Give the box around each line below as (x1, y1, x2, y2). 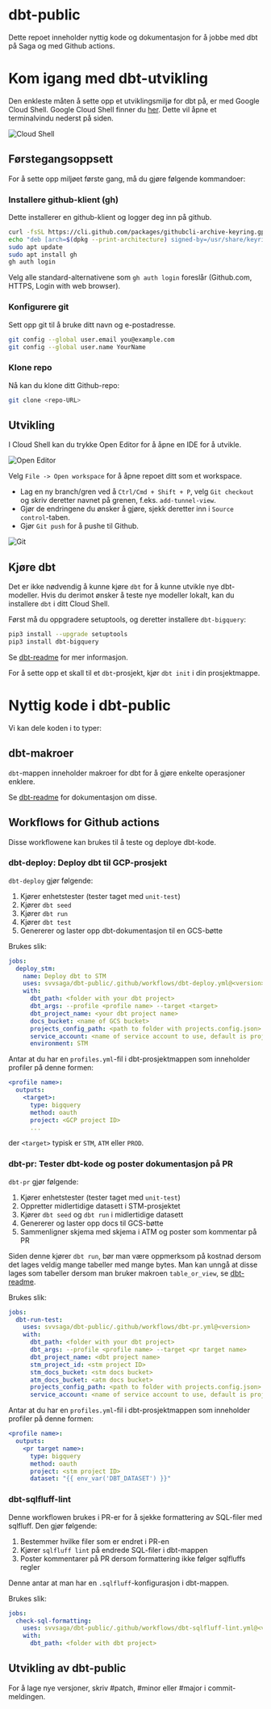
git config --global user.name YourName (8, 343, 147, 351)
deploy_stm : (15, 964, 56, 973)
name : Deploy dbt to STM (23, 972, 106, 980)
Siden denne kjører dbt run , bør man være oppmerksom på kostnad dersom (8, 1251, 262, 1260)
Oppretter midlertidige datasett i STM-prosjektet (19, 1201, 181, 1210)
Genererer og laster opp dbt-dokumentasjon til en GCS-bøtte (19, 926, 223, 935)
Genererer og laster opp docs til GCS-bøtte (19, 1218, 164, 1228)
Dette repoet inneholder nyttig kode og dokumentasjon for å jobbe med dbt (8, 32, 258, 42)
